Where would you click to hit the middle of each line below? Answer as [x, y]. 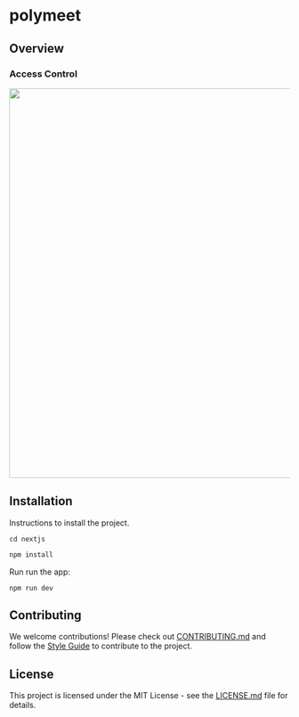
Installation [41, 501]
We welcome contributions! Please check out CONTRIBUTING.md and [137, 637]
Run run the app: [40, 572]
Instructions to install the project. [69, 523]
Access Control [44, 74]
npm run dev [31, 588]
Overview [37, 49]
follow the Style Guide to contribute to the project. [101, 646]
